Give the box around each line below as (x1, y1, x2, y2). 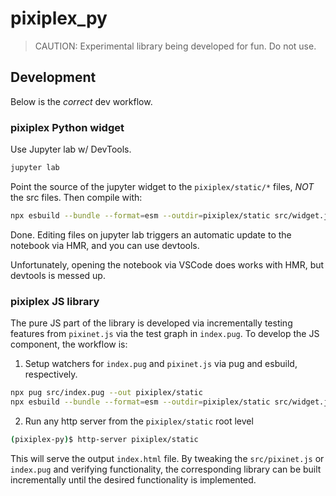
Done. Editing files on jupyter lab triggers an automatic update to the (10, 228, 292, 241)
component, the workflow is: (10, 338, 128, 351)
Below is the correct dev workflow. (10, 95, 153, 107)
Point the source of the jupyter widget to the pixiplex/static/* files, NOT (10, 180, 315, 192)
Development (10, 69, 97, 86)
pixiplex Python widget (10, 120, 125, 134)
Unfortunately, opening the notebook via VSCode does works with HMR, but (10, 258, 325, 271)
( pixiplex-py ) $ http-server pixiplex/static (10, 434, 199, 444)
